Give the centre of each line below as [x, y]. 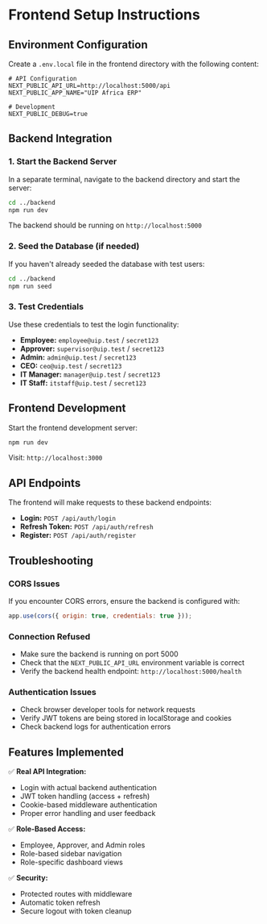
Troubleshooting [51, 561]
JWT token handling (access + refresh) [85, 797]
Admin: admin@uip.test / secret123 [78, 357]
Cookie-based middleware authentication [88, 805]
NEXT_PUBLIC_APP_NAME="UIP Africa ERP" [75, 93]
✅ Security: [28, 878]
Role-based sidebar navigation [71, 854]
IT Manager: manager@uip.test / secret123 [90, 374]
